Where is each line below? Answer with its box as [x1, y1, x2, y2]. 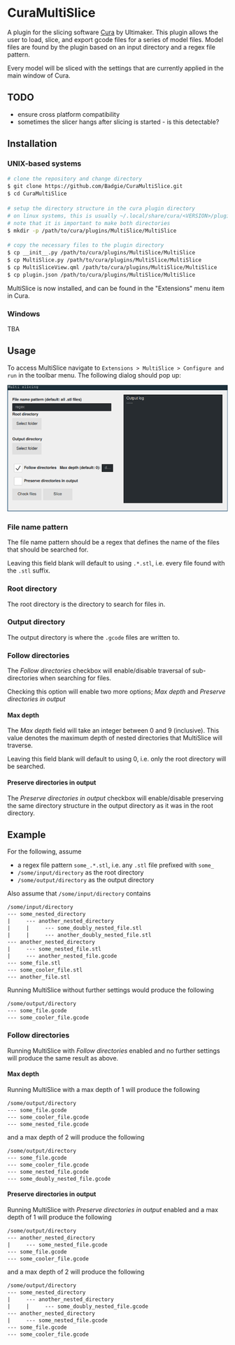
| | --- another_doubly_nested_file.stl [7, 932, 152, 939]
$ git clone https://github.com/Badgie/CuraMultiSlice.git [7, 183, 183, 190]
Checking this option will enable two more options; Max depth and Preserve [7, 687, 226, 696]
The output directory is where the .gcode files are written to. [7, 633, 180, 641]
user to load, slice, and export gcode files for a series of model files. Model [7, 35, 224, 43]
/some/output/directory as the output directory [17, 876, 155, 884]
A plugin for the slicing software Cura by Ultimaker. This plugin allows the [7, 28, 219, 36]
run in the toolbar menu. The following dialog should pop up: [7, 371, 182, 379]
